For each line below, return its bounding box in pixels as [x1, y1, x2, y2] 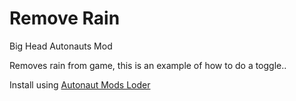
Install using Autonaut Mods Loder [9, 78, 151, 91]
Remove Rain [9, 7, 121, 30]
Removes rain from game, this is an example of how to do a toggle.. [9, 59, 287, 71]
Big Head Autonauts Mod [9, 40, 113, 52]
